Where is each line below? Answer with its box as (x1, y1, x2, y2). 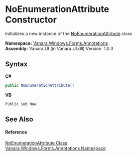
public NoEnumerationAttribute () (5, 83, 75, 88)
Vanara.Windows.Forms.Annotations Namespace (5, 146, 106, 152)
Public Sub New (5, 101, 37, 107)
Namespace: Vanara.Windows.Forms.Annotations (5, 40, 108, 46)
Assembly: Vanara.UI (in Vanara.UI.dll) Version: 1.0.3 (5, 45, 114, 51)
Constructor (5, 14, 57, 25)
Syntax (5, 60, 28, 68)
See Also (5, 115, 33, 124)
